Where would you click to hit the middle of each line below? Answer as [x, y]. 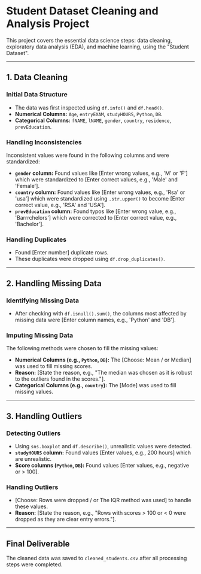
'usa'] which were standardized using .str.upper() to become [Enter [100, 198]
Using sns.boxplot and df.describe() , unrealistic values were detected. [103, 446]
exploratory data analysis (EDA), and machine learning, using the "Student [98, 47]
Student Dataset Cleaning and [82, 11]
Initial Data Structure [37, 95]
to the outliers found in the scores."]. [60, 379]
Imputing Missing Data [40, 335]
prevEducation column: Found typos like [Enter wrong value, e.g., [95, 211]
